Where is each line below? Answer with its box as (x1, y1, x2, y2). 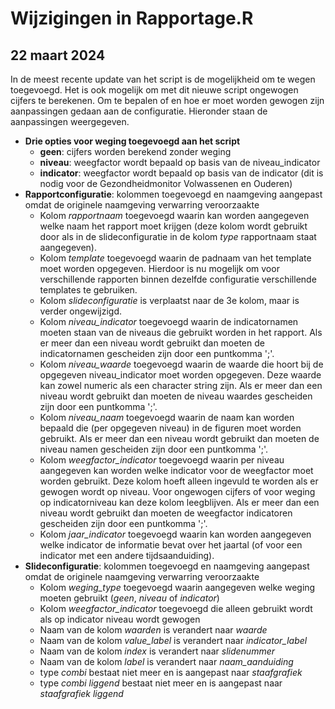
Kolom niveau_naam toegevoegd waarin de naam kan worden (39, 412, 295, 423)
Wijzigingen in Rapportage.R (10, 7, 254, 30)
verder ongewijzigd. (39, 305, 123, 317)
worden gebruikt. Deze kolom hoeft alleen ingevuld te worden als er (39, 475, 319, 487)
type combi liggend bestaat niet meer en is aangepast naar (39, 677, 283, 689)
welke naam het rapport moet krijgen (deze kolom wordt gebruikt (39, 220, 308, 232)
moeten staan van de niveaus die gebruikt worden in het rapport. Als (39, 327, 323, 338)
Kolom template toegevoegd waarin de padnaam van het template (39, 252, 312, 264)
